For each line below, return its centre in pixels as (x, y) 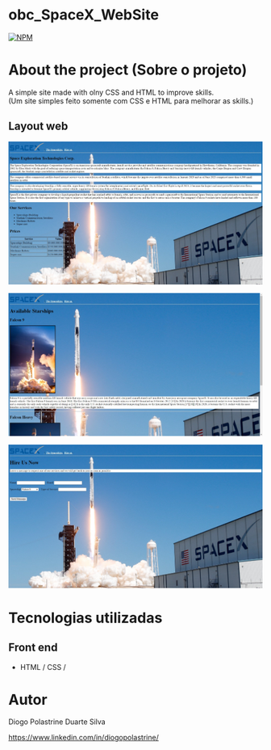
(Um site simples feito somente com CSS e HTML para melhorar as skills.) (131, 101)
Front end (33, 648)
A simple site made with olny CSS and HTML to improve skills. (111, 92)
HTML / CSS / (43, 667)
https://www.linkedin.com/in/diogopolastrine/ (83, 738)
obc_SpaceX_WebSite (84, 15)
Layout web (38, 126)
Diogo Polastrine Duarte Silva (57, 722)
